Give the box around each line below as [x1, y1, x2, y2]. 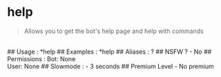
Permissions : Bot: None [7, 54, 76, 63]
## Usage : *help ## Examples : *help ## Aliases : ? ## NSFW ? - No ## [7, 47, 212, 56]
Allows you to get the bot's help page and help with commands [23, 27, 204, 35]
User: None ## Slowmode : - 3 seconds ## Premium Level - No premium [7, 62, 214, 70]
